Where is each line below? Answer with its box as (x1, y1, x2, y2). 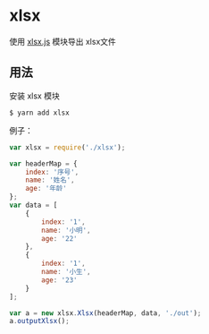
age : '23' (41, 275, 78, 285)
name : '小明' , (41, 226, 91, 235)
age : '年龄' (25, 184, 67, 193)
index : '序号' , (25, 167, 79, 176)
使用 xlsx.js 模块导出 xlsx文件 (9, 36, 116, 47)
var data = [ (9, 201, 58, 210)
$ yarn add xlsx (9, 108, 70, 117)
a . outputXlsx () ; (9, 317, 70, 326)
